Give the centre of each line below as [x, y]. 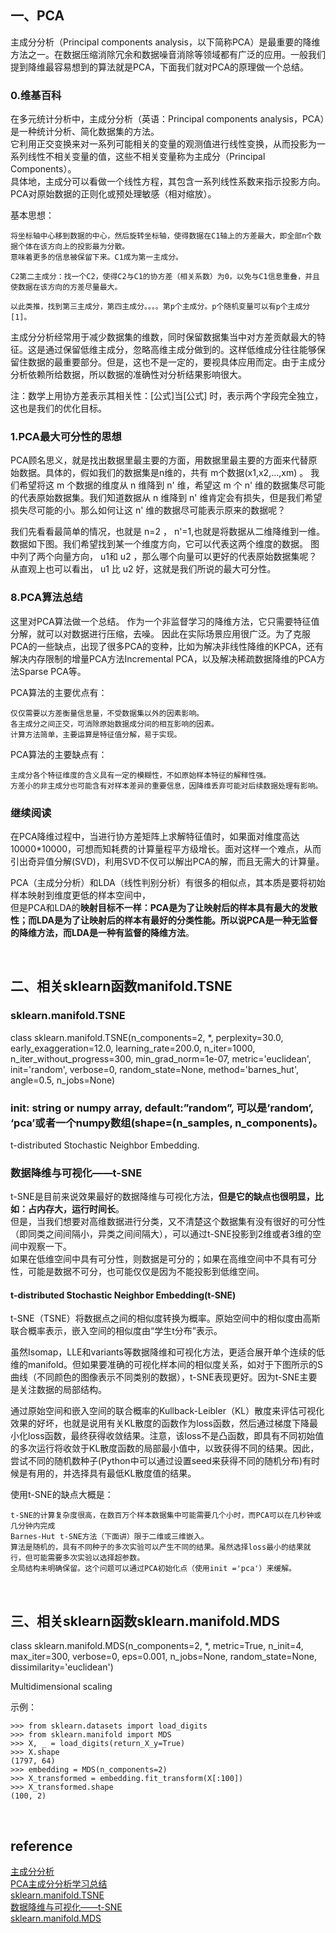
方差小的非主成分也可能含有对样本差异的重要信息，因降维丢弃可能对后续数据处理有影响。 [166, 786]
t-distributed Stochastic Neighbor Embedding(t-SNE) [123, 1295]
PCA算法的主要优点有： [59, 692]
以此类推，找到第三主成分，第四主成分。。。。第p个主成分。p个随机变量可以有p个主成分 [160, 307]
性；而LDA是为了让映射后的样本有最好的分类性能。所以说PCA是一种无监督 [164, 920]
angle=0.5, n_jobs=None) [63, 1080]
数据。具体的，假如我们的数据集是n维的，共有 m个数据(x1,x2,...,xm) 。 [163, 473]
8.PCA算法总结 [46, 598]
